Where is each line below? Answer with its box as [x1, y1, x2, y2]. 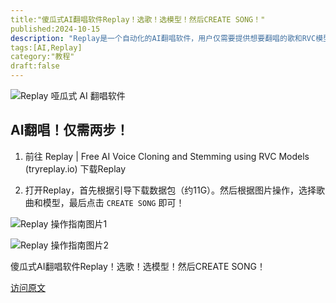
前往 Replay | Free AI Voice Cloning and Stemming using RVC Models [24, 150, 310, 162]
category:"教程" [10, 52, 75, 62]
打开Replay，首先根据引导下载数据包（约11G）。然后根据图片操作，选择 [24, 184, 317, 196]
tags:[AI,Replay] [10, 42, 83, 53]
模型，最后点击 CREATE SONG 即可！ [42, 196, 185, 208]
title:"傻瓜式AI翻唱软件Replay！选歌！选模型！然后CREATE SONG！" [10, 14, 266, 25]
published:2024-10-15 [10, 24, 101, 34]
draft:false [10, 61, 60, 71]
